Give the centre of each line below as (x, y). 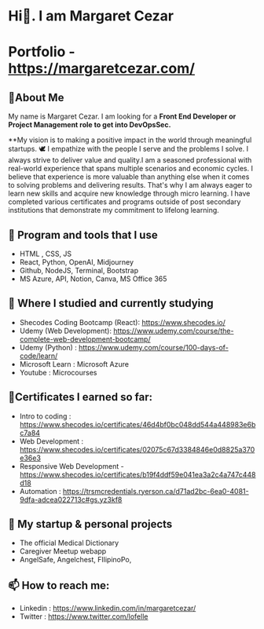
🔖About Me (36, 97)
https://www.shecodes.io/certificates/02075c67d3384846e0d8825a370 (137, 449)
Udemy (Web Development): (66, 331)
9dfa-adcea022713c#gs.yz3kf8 (71, 499)
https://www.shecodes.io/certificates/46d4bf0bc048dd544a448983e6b (137, 424)
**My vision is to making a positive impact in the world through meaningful (130, 140)
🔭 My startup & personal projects (90, 524)
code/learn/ (38, 356)
